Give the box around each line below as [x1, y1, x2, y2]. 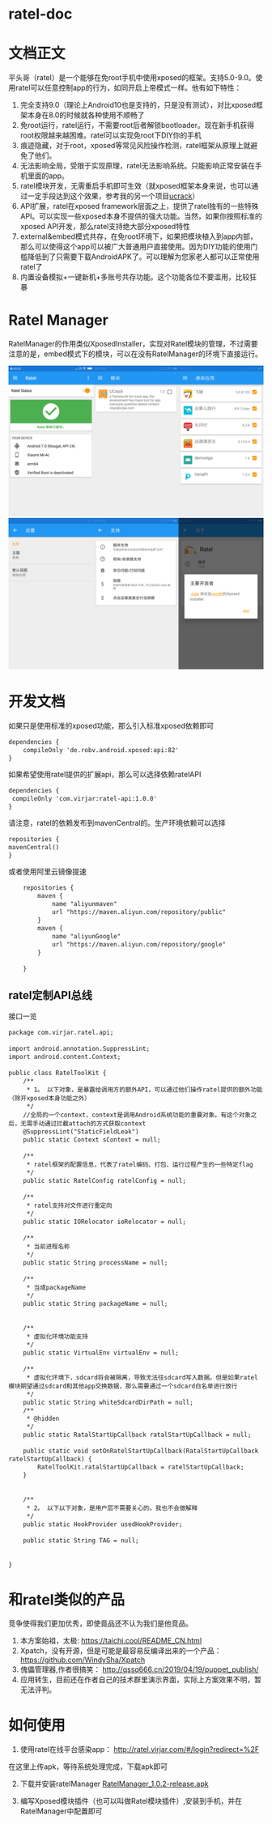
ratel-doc [8, 5, 73, 23]
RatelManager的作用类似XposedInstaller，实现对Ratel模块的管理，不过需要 [8, 339, 259, 349]
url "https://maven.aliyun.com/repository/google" [51, 940, 227, 948]
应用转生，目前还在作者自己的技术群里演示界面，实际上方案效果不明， [19, 1675, 255, 1685]
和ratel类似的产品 [8, 1590, 125, 1609]
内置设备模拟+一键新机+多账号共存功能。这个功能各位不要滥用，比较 [19, 272, 250, 282]
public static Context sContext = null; [23, 1136, 161, 1144]
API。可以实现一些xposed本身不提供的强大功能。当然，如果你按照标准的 [19, 211, 262, 221]
